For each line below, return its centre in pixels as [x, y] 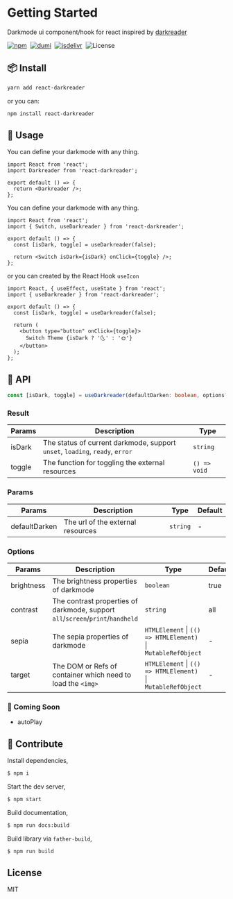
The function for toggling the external [104, 463]
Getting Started [53, 13]
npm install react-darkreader [51, 114]
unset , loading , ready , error [88, 451]
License [25, 873]
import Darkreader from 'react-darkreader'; [72, 171]
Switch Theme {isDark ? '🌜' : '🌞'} [79, 338]
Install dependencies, [38, 761]
